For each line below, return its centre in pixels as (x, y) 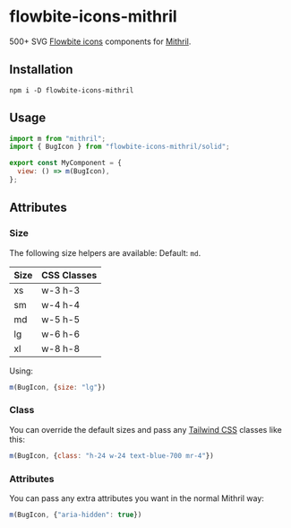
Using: (21, 371)
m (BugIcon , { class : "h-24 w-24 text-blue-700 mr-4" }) (112, 455)
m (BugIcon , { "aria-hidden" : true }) (76, 515)
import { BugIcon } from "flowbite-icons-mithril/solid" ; (120, 147)
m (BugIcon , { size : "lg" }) (57, 387)
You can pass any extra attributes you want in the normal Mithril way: (137, 498)
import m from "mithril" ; (57, 138)
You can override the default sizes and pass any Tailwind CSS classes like (145, 429)
